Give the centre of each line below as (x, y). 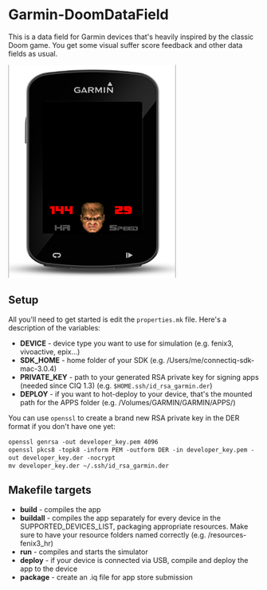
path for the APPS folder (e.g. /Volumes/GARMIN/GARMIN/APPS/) (128, 402)
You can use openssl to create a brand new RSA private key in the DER (124, 418)
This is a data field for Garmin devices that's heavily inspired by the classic (131, 37)
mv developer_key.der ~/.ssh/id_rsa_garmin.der (89, 466)
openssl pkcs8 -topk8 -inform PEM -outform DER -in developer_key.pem (128, 450)
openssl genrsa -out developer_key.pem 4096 (83, 442)
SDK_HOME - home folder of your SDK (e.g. (92, 360)
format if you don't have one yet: (62, 426)
